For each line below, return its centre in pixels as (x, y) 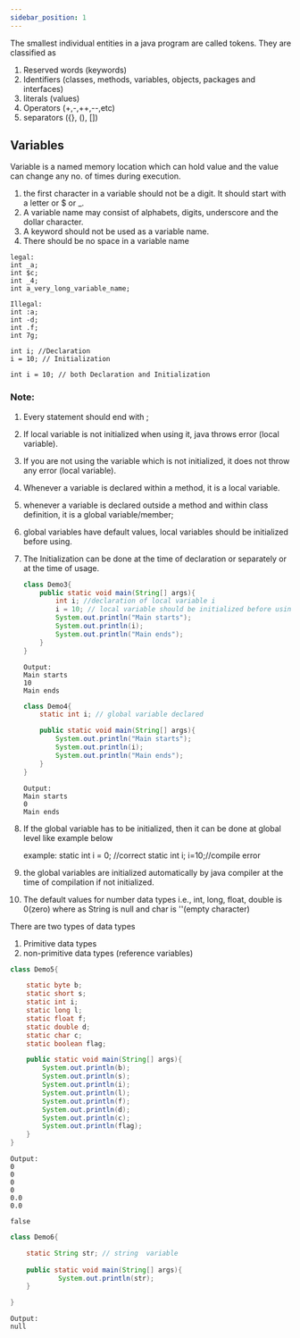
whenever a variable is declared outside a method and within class (146, 505)
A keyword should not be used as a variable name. (116, 231)
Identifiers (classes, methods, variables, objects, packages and (139, 79)
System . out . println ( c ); (86, 1118)
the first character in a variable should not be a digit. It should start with (154, 194)
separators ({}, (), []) (61, 117)
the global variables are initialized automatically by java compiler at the (153, 872)
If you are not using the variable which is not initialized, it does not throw (156, 460)
